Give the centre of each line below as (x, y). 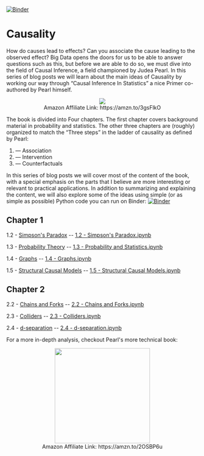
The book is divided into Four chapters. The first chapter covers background (102, 119)
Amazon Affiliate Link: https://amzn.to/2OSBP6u (102, 446)
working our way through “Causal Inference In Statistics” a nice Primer (95, 83)
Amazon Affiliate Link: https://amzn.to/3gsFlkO (102, 107)
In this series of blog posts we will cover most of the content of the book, (98, 175)
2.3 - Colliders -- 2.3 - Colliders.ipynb (54, 316)
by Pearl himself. (51, 89)
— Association (33, 150)
